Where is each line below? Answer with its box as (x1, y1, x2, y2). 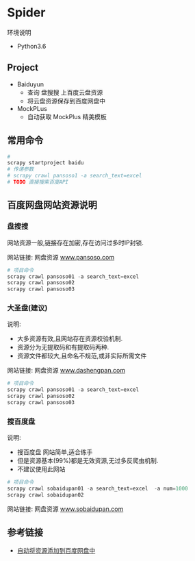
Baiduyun (16, 80, 44, 88)
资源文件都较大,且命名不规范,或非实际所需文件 (16, 351, 147, 360)
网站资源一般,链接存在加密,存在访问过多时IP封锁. (7, 238, 144, 247)
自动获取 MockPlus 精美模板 (27, 112, 107, 121)
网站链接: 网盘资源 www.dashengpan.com (7, 366, 125, 375)
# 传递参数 (7, 166, 34, 173)
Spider (7, 5, 46, 21)
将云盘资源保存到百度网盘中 (27, 97, 106, 105)
